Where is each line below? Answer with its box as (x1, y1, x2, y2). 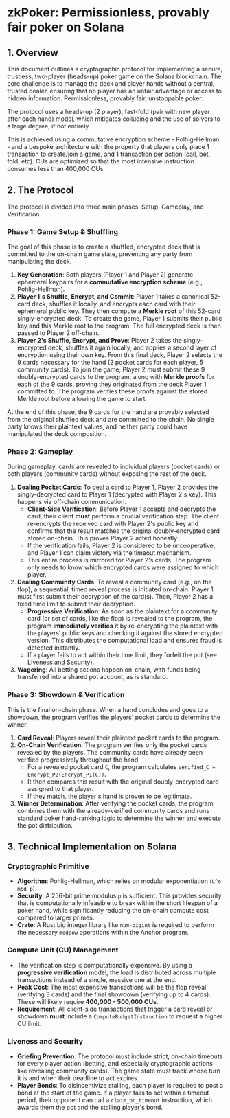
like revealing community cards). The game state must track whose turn (16, 1066, 221, 1075)
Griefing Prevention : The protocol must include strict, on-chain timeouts (16, 1052, 223, 1060)
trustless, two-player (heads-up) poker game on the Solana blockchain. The (7, 72, 222, 80)
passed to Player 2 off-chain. (16, 329, 100, 337)
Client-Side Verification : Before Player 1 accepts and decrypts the (27, 505, 216, 513)
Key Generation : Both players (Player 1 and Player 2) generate (16, 271, 194, 279)
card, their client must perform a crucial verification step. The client (27, 512, 220, 521)
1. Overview (7, 47, 58, 58)
